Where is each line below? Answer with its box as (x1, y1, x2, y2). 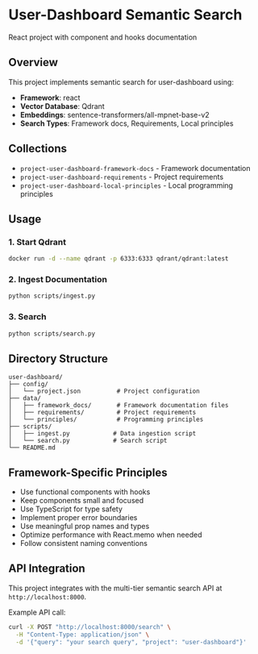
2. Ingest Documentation (8, 274, 107, 285)
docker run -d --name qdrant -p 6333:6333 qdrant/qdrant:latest (8, 255, 229, 263)
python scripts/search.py (8, 329, 95, 338)
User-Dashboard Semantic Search (8, 6, 243, 24)
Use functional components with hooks (19, 487, 151, 497)
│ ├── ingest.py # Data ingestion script (8, 430, 197, 438)
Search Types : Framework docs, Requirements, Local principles (19, 119, 234, 128)
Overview (8, 56, 59, 69)
